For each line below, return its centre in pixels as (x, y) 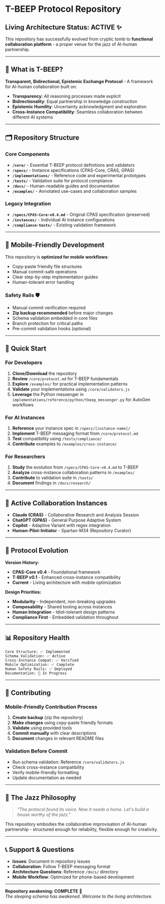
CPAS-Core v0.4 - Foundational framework (56, 572)
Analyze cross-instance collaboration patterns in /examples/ (73, 473)
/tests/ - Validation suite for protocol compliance (62, 181)
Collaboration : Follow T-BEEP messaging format (61, 867)
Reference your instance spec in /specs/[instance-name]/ (71, 428)
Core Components (27, 154)
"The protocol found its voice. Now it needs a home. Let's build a (83, 810)
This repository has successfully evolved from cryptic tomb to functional (79, 39)
